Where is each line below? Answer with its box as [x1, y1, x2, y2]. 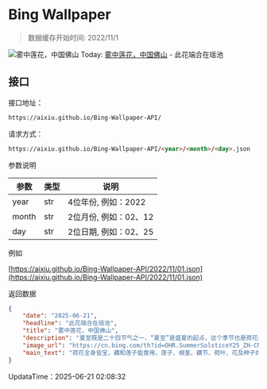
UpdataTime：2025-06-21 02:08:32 [8, 372, 126, 381]
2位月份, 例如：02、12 [67, 211, 154, 222]
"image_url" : [22, 341, 66, 349]
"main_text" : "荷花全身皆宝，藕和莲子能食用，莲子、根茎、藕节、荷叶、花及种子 [22, 349, 256, 356]
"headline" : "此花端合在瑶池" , [22, 319, 118, 327]
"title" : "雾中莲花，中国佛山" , [22, 327, 119, 335]
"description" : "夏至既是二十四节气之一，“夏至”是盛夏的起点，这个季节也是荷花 [22, 334, 258, 342]
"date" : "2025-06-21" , [22, 312, 98, 320]
